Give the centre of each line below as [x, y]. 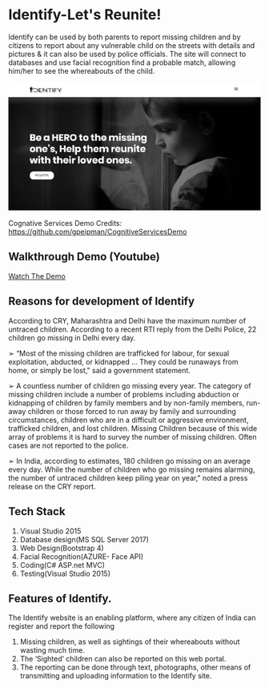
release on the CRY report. [52, 486]
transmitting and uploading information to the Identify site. [116, 676]
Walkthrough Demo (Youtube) [84, 257]
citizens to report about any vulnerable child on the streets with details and [132, 45]
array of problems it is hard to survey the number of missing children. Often [133, 437]
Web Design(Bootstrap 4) [62, 548]
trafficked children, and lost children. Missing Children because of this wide [133, 428]
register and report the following [61, 626]
